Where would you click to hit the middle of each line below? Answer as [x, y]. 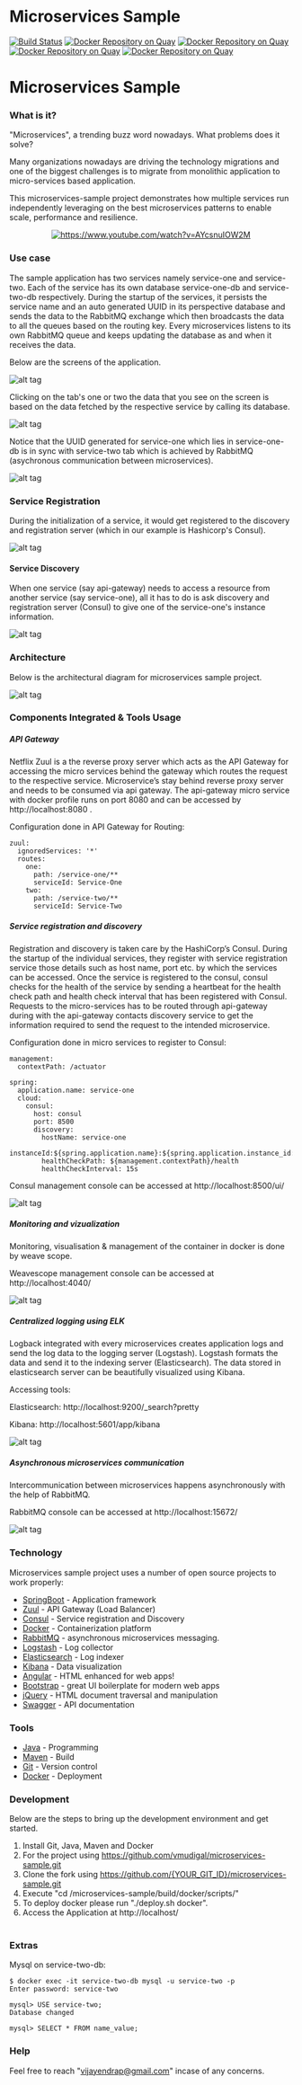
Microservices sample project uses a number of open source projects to [143, 1572]
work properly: [37, 1582]
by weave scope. [41, 1256]
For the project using [61, 1855]
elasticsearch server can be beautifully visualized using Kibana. [127, 1372]
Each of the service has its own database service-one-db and [142, 287]
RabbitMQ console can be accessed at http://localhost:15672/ [124, 1513]
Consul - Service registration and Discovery [103, 1619]
